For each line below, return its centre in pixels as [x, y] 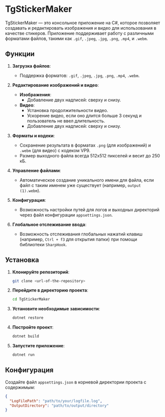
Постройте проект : [33, 327]
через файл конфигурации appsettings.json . [66, 215]
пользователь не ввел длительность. [66, 121]
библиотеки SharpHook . [43, 244]
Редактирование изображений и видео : [55, 85]
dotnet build [26, 337]
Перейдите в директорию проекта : [50, 290]
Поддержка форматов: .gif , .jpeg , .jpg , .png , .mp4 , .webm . [80, 76]
